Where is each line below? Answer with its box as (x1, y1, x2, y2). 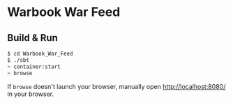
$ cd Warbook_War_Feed (7, 50, 73, 57)
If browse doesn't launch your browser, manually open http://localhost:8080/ (7, 82, 226, 90)
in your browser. (7, 90, 54, 98)
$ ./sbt (7, 56, 30, 63)
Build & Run (7, 32, 58, 44)
